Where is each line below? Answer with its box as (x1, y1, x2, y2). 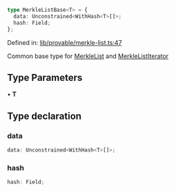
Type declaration (7, 110, 81, 122)
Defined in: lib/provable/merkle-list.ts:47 (7, 38, 122, 46)
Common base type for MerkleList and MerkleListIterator (7, 52, 169, 60)
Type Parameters (7, 71, 83, 83)
